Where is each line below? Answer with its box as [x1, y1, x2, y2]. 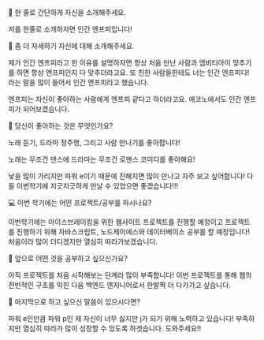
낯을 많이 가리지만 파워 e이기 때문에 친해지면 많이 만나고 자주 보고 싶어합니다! [8, 171, 246, 181]
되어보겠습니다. [22, 104, 69, 114]
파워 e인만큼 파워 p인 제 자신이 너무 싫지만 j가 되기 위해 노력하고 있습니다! [8, 314, 234, 323]
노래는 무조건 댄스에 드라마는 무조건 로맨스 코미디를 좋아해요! [8, 155, 195, 164]
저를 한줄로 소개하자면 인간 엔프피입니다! [8, 24, 132, 34]
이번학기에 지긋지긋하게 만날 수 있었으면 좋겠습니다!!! [16, 181, 179, 190]
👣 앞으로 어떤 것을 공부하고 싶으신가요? [8, 254, 128, 263]
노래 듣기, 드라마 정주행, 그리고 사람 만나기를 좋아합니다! [8, 138, 180, 147]
